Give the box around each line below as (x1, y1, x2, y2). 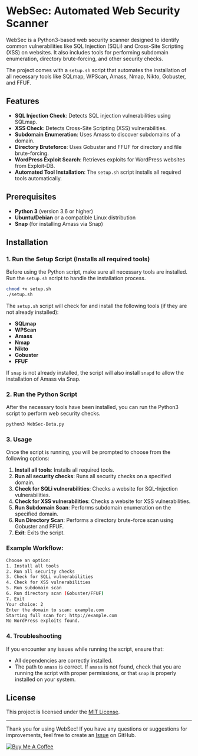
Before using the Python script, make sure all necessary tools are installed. (6, 268, 187, 275)
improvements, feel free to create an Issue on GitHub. (6, 732, 137, 739)
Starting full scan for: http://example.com (6, 612, 117, 618)
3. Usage (6, 436, 32, 444)
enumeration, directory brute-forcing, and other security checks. (6, 55, 163, 62)
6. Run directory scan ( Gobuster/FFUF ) (6, 590, 104, 596)
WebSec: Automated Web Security (6, 4, 181, 18)
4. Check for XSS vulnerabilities (6, 579, 91, 586)
